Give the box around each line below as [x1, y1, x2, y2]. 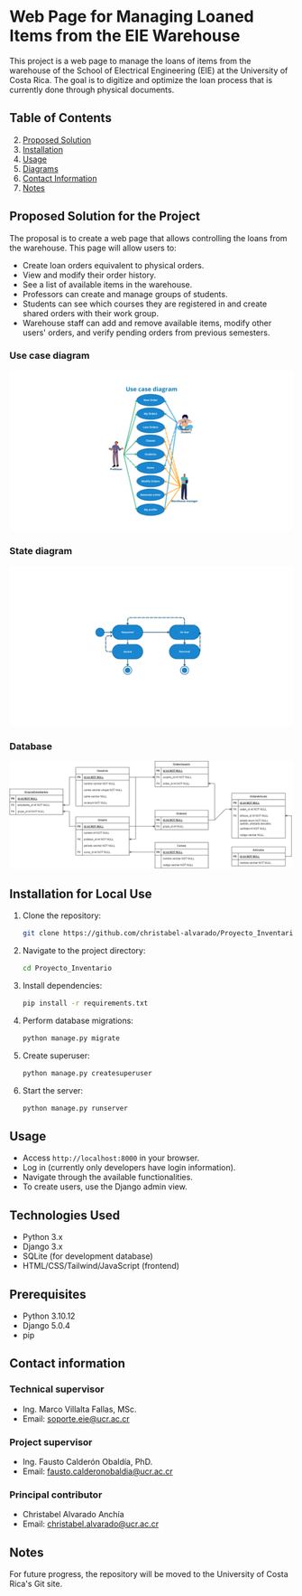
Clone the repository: [22, 910, 102, 921]
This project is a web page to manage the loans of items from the [9, 55, 252, 66]
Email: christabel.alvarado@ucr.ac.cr [22, 1518, 160, 1529]
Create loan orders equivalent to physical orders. [22, 259, 205, 270]
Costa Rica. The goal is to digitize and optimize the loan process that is [9, 74, 273, 85]
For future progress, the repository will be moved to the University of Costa [9, 1569, 288, 1580]
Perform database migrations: [22, 1015, 133, 1026]
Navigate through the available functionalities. [22, 1172, 194, 1183]
